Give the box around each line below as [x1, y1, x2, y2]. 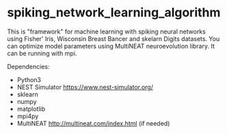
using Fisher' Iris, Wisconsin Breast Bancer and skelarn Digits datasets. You [7, 34, 220, 42]
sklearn [16, 90, 39, 98]
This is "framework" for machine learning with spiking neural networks [7, 27, 206, 36]
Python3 [16, 75, 41, 83]
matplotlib [16, 105, 46, 113]
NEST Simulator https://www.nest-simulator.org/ [16, 83, 154, 91]
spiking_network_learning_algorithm [7, 5, 221, 21]
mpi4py [16, 111, 39, 120]
